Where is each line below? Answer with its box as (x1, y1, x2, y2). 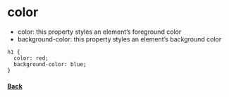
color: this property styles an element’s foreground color (17, 27, 182, 36)
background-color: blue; (13, 60, 87, 67)
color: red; (13, 54, 49, 62)
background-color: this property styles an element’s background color (17, 34, 222, 43)
